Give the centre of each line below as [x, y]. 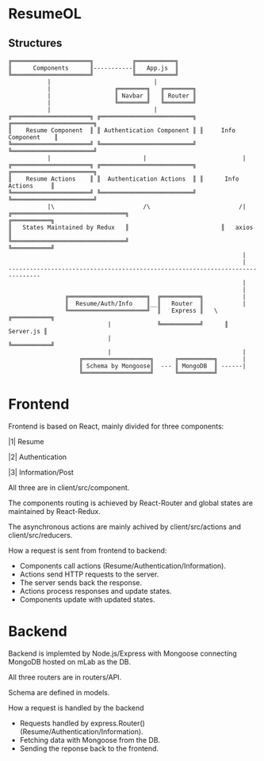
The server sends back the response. [81, 582]
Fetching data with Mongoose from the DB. [90, 740]
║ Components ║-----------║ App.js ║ [94, 68]
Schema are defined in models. [59, 692]
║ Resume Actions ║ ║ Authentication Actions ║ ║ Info [124, 179]
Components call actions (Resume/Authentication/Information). [122, 565]
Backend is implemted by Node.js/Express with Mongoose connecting [123, 653]
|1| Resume [27, 441]
